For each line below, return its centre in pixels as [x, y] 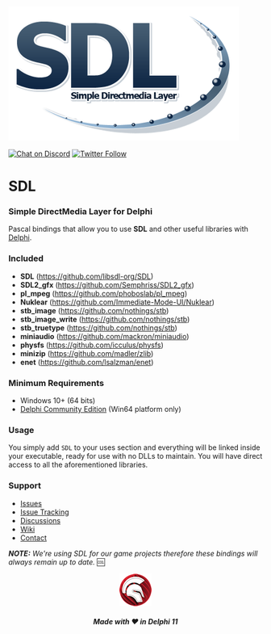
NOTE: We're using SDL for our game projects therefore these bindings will [133, 553]
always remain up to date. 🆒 [56, 562]
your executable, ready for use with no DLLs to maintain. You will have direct [135, 456]
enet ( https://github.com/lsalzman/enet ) [87, 362]
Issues [31, 503]
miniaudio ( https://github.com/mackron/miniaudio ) [104, 336]
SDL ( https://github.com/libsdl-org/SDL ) [87, 276]
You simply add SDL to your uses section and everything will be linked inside [134, 447]
